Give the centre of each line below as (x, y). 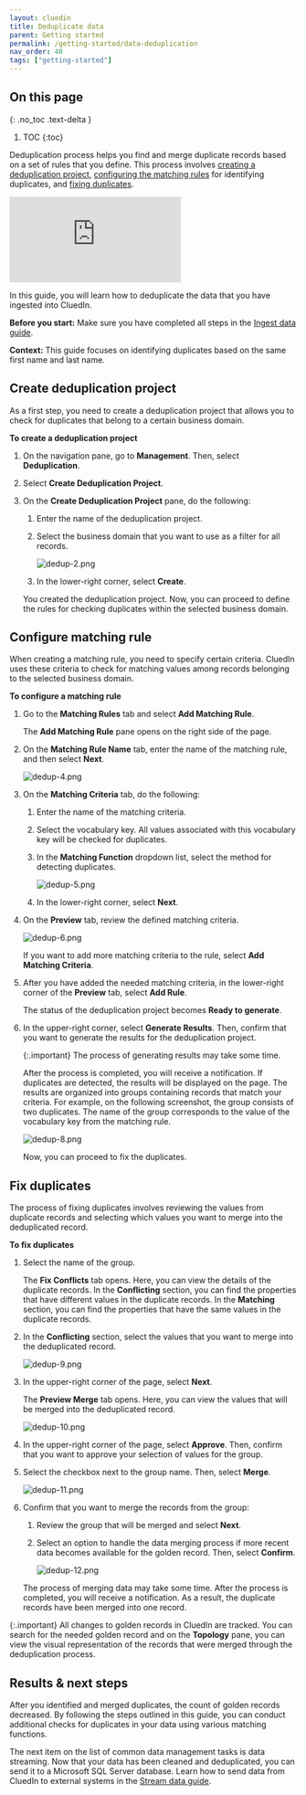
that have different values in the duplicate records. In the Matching (149, 1300)
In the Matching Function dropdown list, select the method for (154, 857)
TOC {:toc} (43, 137)
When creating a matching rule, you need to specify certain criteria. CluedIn (152, 660)
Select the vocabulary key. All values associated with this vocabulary (166, 830)
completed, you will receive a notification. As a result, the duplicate (149, 1598)
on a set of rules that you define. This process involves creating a (132, 164)
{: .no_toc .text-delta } (51, 119)
